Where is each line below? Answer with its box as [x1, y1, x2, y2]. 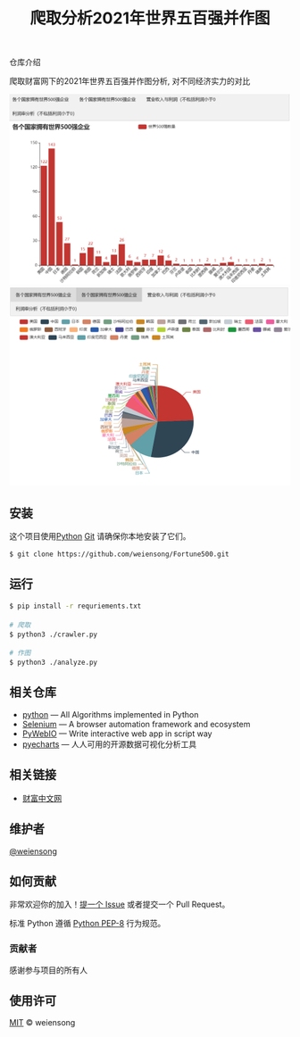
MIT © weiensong [9, 1017, 76, 1028]
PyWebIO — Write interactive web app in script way [21, 728, 212, 739]
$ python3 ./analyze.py [9, 658, 98, 668]
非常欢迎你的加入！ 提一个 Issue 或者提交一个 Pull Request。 [9, 899, 230, 910]
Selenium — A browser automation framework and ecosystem [21, 718, 251, 729]
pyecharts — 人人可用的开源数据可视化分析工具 [21, 738, 197, 750]
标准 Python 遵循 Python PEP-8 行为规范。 [9, 918, 166, 929]
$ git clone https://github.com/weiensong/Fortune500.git [9, 550, 229, 559]
